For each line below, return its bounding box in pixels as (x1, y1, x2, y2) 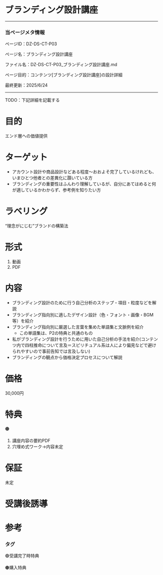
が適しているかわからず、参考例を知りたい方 (12, 187, 101, 193)
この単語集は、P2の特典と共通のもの (19, 330, 93, 336)
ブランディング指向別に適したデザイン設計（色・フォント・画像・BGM (12, 312, 154, 317)
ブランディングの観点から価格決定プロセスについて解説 (12, 354, 123, 360)
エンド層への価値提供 (5, 133, 48, 139)
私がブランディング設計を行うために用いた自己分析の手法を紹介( (12, 336, 141, 342)
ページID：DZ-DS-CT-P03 (5, 41, 57, 47)
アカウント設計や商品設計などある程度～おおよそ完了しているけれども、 (12, 169, 157, 175)
